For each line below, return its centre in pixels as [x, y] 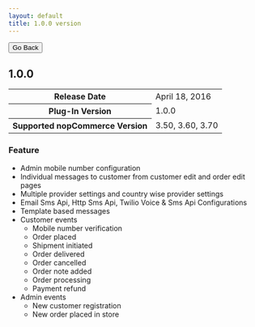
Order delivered [58, 254]
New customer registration [76, 305]
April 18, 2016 [183, 96]
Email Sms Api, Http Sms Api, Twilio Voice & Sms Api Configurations [134, 202]
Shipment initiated [62, 245]
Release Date [80, 96]
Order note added [62, 271]
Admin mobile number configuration [80, 168]
